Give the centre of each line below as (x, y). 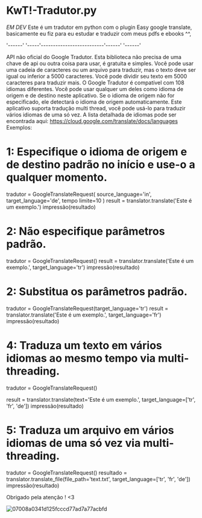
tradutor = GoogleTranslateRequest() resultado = (67, 472)
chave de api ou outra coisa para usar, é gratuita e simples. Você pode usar (100, 63)
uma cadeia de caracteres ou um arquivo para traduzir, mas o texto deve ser (101, 69)
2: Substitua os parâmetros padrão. (97, 292)
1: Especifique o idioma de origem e (97, 152)
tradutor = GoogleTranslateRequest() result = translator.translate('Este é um (100, 261)
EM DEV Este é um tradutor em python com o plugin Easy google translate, (99, 27)
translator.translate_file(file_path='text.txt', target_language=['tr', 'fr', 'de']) (99, 479)
